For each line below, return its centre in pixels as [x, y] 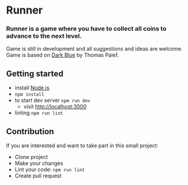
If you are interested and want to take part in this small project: [82, 146]
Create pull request [38, 176]
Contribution [30, 131]
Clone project [31, 157]
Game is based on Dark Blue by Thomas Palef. [63, 55]
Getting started [35, 73]
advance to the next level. [44, 36]
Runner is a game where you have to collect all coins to [86, 29]
